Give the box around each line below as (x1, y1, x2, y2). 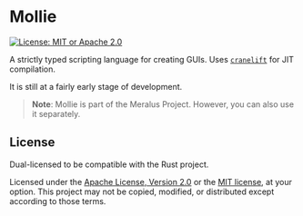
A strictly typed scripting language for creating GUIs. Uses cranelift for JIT (9, 54, 294, 64)
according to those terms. (9, 195, 106, 206)
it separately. (31, 108, 81, 119)
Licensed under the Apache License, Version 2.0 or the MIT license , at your (9, 176, 293, 187)
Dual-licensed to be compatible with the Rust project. (9, 159, 209, 170)
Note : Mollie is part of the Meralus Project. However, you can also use (31, 98, 294, 110)
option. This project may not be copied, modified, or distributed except (9, 186, 275, 197)
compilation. (9, 64, 56, 74)
